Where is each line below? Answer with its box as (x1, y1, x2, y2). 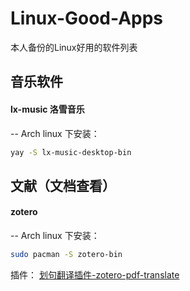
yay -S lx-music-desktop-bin (10, 147, 132, 157)
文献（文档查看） (10, 177, 116, 194)
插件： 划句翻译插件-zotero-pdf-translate (10, 268, 180, 281)
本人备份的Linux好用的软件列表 (10, 41, 138, 53)
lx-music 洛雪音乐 (10, 103, 85, 115)
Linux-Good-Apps (10, 7, 164, 30)
